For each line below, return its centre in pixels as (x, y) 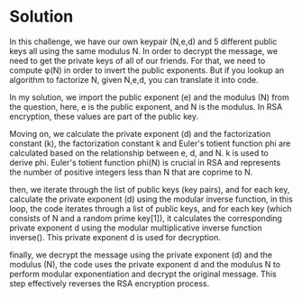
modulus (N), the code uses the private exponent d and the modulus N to (145, 264)
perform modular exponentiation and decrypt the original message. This (143, 274)
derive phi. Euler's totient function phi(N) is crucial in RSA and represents (145, 162)
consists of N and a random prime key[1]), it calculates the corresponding (146, 218)
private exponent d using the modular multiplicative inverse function (136, 228)
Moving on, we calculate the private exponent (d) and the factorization (140, 133)
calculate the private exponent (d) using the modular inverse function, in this (151, 199)
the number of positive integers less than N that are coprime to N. (131, 172)
